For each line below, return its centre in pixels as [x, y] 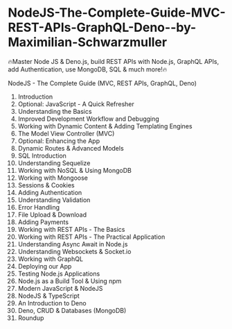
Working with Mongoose [53, 178]
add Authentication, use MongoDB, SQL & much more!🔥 [88, 69]
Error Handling [39, 207]
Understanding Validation [54, 200]
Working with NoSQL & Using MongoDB [75, 170]
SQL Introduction [42, 155]
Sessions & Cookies [46, 185]
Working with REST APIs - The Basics [71, 229]
